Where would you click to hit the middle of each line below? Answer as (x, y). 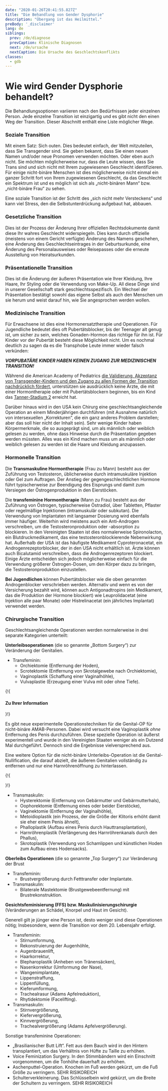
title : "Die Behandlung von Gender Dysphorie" (55, 15)
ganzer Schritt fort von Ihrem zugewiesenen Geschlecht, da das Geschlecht (83, 178)
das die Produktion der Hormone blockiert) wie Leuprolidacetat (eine (76, 595)
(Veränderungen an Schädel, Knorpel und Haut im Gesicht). (67, 910)
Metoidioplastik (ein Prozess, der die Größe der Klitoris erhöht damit (90, 817)
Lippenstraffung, (37, 978)
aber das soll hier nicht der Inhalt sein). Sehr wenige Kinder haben (73, 423)
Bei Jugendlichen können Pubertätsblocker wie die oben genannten (76, 579)
